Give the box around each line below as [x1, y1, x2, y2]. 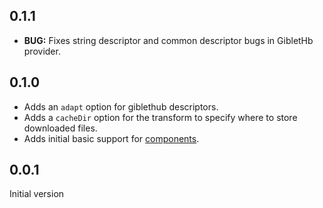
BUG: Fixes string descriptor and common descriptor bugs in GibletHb [23, 34, 314, 46]
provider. [23, 45, 61, 57]
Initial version [9, 188, 65, 200]
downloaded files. [23, 122, 98, 134]
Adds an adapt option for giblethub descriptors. [23, 100, 219, 113]
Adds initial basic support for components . [23, 132, 200, 144]
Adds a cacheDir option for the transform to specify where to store [23, 111, 298, 123]
